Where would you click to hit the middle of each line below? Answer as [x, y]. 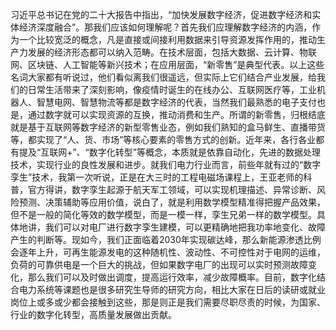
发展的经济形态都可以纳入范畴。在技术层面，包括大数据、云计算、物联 [172, 52]
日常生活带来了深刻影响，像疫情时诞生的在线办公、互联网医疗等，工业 [172, 89]
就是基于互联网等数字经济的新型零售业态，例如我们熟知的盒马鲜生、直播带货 [168, 127]
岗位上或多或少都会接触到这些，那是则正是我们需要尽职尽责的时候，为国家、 [168, 302]
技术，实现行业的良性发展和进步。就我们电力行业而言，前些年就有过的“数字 [166, 164]
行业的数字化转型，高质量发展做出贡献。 [93, 314]
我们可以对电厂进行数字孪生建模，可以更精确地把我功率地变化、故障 [185, 227]
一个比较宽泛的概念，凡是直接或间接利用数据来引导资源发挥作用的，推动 [167, 39]
